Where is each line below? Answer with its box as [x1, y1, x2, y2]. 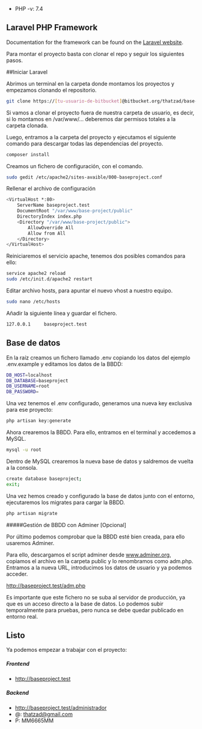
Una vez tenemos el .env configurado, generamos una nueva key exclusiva [6, 400, 192, 407]
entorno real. [6, 613, 38, 620]
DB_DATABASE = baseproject [6, 377, 69, 383]
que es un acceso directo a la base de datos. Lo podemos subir [6, 600, 164, 607]
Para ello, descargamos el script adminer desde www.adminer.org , [6, 551, 171, 558]
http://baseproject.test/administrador [14, 704, 107, 712]
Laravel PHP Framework [6, 22, 98, 33]
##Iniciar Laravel [6, 68, 48, 75]
